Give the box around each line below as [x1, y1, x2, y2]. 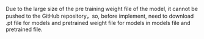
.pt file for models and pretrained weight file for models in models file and [5, 19, 191, 26]
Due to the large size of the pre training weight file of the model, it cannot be [5, 5, 198, 12]
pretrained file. [5, 26, 43, 33]
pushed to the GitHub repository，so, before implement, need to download [5, 12, 194, 19]
